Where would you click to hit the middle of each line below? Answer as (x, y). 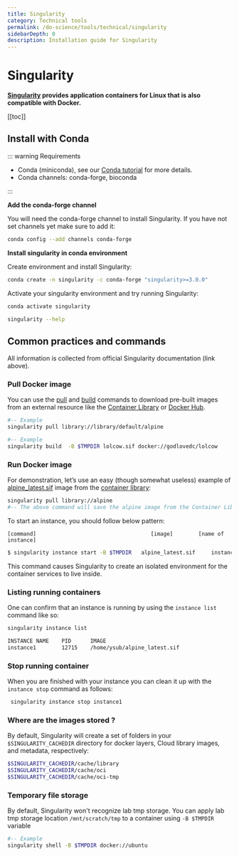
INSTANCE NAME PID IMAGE (57, 641)
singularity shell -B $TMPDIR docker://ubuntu (78, 846)
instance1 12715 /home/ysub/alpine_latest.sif (94, 648)
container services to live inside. (55, 574)
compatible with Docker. (44, 103)
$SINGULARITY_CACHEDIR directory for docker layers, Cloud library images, (114, 743)
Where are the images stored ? (62, 720)
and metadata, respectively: (48, 751)
